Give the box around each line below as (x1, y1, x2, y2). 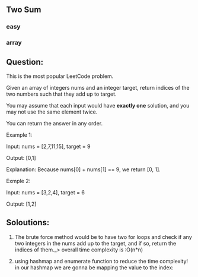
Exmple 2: (6, 178, 31, 185)
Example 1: (6, 131, 33, 138)
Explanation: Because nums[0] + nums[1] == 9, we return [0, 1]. (6, 166, 161, 173)
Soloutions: (6, 218, 50, 228)
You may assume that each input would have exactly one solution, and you (6, 102, 190, 109)
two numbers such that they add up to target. (6, 90, 117, 97)
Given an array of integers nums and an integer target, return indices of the (6, 84, 190, 92)
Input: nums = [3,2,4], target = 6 (6, 189, 85, 196)
